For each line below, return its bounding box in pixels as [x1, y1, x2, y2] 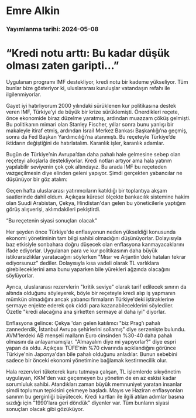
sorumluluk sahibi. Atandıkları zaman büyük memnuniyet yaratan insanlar [6, 381, 183, 388]
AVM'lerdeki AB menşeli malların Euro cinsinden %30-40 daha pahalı [6, 332, 173, 339]
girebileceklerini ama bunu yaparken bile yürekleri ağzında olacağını [6, 266, 170, 273]
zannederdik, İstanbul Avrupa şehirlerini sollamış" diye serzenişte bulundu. [6, 326, 186, 333]
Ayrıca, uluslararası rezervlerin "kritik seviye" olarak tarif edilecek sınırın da [6, 283, 187, 290]
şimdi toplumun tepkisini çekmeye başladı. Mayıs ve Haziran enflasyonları [6, 387, 184, 394]
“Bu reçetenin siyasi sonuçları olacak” [6, 217, 98, 224]
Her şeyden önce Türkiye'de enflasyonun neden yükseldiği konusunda [6, 228, 176, 235]
